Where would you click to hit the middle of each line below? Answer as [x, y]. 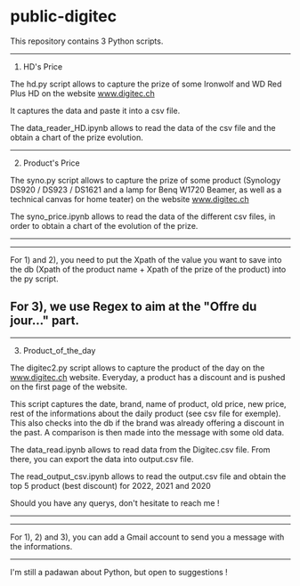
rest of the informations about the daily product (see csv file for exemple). [146, 413]
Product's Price [52, 163]
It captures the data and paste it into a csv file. [95, 110]
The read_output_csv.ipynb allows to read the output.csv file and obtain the [148, 476]
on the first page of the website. [69, 387]
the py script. [34, 279]
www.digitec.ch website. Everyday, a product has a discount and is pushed [148, 377]
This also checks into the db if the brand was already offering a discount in [147, 423]
